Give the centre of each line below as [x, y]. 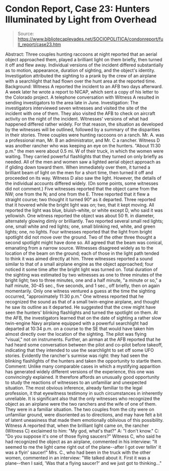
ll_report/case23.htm [39, 44]
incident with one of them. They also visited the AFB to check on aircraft [80, 113]
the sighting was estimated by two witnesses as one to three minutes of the [84, 274]
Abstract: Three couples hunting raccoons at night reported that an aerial [81, 54]
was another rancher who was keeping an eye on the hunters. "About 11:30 [83, 145]
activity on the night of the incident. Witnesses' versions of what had [77, 119]
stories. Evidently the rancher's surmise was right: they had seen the [76, 356]
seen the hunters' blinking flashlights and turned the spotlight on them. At [81, 312]
